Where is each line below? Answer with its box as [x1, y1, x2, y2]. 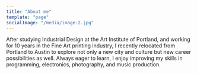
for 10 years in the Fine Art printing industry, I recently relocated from [6, 42, 176, 49]
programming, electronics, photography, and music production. [6, 61, 161, 68]
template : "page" [6, 14, 49, 20]
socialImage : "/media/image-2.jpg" [6, 20, 94, 25]
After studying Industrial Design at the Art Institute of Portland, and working [6, 36, 191, 43]
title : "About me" [6, 8, 52, 15]
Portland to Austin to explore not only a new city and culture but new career [6, 49, 192, 56]
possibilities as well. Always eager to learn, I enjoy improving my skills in [6, 54, 183, 62]
